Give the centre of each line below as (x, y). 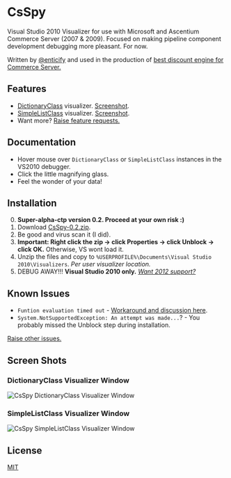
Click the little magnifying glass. (63, 174)
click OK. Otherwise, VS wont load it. (70, 249)
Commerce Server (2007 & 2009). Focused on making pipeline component (114, 38)
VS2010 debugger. (44, 166)
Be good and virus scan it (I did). (64, 234)
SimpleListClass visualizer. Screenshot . (73, 113)
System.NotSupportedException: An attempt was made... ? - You (109, 318)
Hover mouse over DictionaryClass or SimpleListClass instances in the (120, 159)
